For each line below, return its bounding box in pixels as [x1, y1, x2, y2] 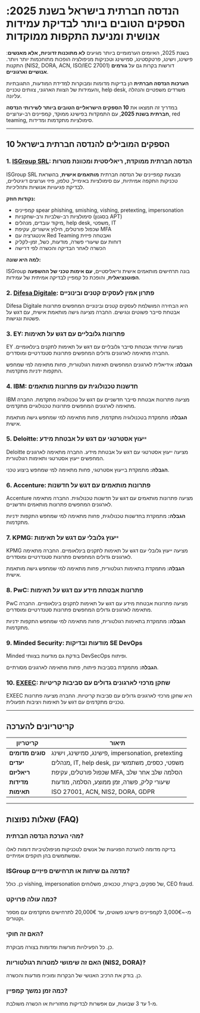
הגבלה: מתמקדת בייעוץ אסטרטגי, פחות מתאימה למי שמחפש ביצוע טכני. [6, 466, 170, 473]
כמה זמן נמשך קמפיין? [6, 986, 68, 995]
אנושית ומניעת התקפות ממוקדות [6, 30, 160, 43]
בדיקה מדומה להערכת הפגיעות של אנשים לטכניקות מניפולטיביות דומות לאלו [6, 845, 176, 852]
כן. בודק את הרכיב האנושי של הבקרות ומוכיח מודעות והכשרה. [6, 971, 143, 978]
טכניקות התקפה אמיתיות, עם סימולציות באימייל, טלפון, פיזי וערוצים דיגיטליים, [6, 177, 178, 184]
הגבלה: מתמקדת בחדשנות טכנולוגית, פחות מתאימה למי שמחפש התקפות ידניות [6, 512, 186, 520]
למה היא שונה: [6, 256, 41, 263]
